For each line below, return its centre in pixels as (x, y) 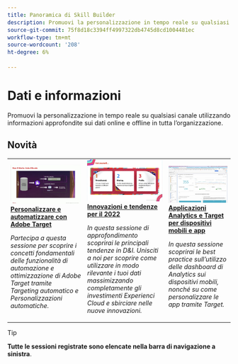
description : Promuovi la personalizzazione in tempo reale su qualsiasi (119, 22)
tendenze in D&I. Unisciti (123, 251)
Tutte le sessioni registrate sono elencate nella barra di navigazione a (112, 346)
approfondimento (113, 235)
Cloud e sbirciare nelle (120, 303)
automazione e (32, 268)
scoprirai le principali (118, 243)
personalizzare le (194, 297)
